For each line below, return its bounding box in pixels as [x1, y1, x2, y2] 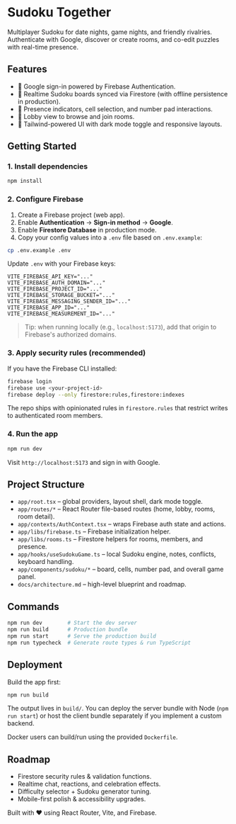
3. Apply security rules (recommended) [7, 348, 146, 358]
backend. [7, 719, 35, 728]
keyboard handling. [17, 558, 74, 566]
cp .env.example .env [7, 247, 71, 254]
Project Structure [7, 478, 85, 490]
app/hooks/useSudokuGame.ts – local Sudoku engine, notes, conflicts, [17, 550, 216, 558]
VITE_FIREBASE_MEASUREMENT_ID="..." [7, 310, 115, 317]
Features [7, 63, 47, 75]
